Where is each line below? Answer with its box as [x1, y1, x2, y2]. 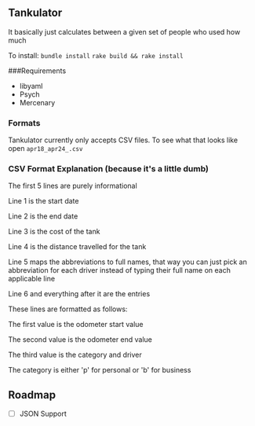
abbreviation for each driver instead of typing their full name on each [8, 266, 231, 275]
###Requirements [8, 66, 67, 75]
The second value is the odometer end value [8, 335, 153, 344]
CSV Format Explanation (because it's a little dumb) [8, 163, 209, 174]
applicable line [8, 274, 56, 284]
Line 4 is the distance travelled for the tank [8, 242, 147, 252]
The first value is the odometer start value [8, 320, 144, 329]
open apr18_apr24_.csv [8, 144, 83, 153]
